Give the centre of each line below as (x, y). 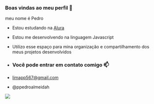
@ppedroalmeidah (31, 87)
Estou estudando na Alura (38, 28)
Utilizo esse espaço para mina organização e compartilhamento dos (81, 47)
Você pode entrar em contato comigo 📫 (60, 65)
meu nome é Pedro (24, 19)
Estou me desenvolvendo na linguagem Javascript (63, 37)
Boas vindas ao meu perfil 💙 (39, 8)
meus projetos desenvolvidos (42, 52)
